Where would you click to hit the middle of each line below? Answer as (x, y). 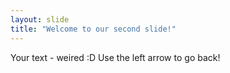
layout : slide (40, 19)
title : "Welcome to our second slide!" (93, 29)
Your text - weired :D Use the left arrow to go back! (115, 57)
